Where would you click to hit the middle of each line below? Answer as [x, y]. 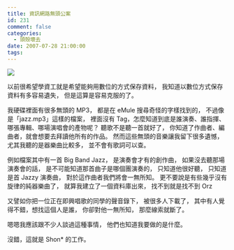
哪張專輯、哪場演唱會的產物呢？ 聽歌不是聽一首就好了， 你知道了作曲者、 [113, 127]
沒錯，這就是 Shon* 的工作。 [49, 239]
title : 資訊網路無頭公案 [39, 14]
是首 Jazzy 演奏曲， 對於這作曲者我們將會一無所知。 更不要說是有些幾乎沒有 [117, 177]
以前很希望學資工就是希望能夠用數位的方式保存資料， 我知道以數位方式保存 [115, 86]
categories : [24, 33]
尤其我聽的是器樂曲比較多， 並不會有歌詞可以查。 [79, 145]
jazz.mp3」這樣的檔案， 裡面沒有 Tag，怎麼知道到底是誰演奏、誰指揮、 [122, 119]
